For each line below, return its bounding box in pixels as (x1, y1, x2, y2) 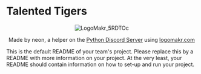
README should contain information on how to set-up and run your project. (6, 61, 195, 68)
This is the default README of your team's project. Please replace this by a (6, 47, 194, 55)
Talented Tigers (6, 4, 88, 18)
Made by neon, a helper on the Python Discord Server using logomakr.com (8, 36, 195, 43)
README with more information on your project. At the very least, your (6, 54, 182, 61)
